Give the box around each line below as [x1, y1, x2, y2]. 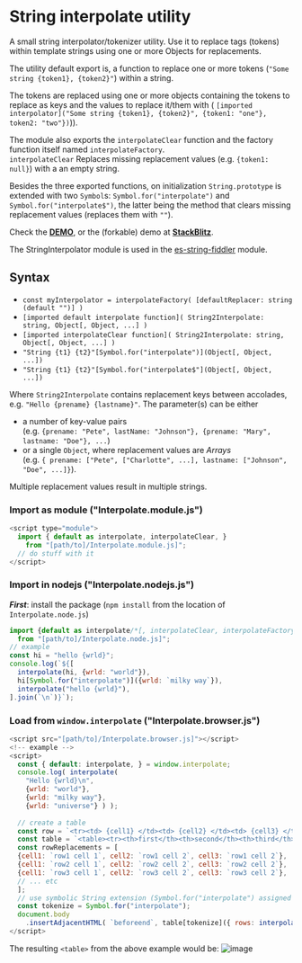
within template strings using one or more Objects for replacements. [9, 45, 262, 56]
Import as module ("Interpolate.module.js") [9, 504, 204, 516]
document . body [17, 910, 70, 919]
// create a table [17, 818, 87, 827]
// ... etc [17, 877, 58, 886]
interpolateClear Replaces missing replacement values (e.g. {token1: [9, 153, 270, 164]
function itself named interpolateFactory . [9, 144, 165, 155]
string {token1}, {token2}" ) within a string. [9, 72, 173, 83]
